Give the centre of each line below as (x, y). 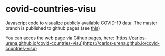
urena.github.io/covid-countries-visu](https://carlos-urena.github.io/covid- (83, 43)
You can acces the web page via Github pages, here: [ (61, 38)
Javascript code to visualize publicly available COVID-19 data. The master (81, 23)
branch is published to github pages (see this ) (53, 28)
